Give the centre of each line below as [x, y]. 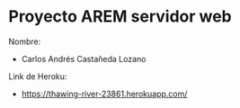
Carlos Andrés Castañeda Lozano [84, 58]
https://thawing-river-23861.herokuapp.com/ [104, 94]
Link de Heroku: [38, 76]
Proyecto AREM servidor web [120, 17]
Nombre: [25, 41]
